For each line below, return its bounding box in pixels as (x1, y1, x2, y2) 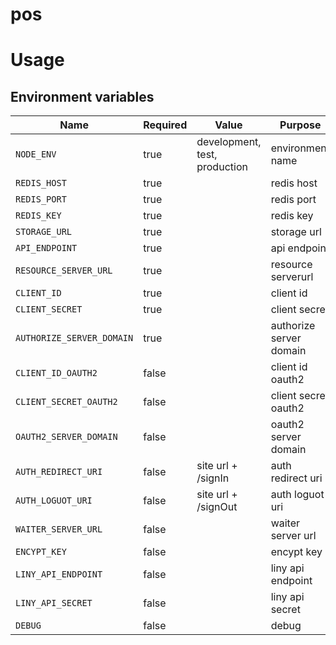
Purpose (279, 118, 322, 132)
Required (143, 118, 188, 132)
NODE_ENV (15, 149, 57, 160)
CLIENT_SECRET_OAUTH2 (15, 396, 118, 408)
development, (196, 135, 262, 149)
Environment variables (10, 88, 155, 105)
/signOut (196, 500, 238, 514)
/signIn (196, 471, 230, 485)
